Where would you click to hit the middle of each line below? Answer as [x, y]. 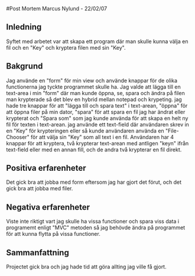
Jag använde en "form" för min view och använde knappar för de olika [92, 80]
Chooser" [18, 137]
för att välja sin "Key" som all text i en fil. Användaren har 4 [102, 137]
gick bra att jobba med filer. [40, 189]
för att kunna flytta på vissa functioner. [53, 234]
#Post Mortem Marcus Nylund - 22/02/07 [57, 9]
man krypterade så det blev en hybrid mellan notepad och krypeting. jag [94, 99]
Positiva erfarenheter [46, 168]
